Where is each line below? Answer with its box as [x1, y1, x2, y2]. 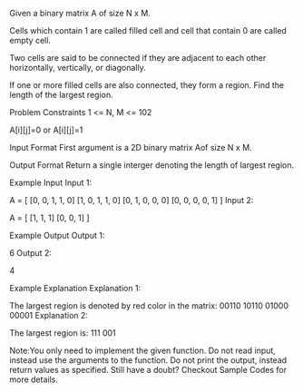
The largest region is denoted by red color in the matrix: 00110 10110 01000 [9, 300, 288, 311]
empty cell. [9, 35, 52, 45]
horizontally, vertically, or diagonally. [9, 63, 147, 73]
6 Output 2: [9, 248, 53, 258]
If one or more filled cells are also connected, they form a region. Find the [9, 80, 285, 90]
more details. [9, 374, 59, 385]
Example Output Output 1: [9, 230, 105, 240]
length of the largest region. [9, 90, 113, 100]
